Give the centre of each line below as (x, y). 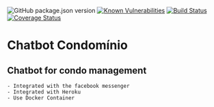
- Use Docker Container (41, 98)
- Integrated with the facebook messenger (68, 86)
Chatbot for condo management (77, 71)
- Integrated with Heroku (44, 92)
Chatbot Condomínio (67, 45)
